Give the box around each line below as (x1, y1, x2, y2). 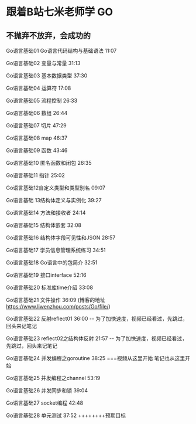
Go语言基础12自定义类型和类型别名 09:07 (6, 184, 106, 191)
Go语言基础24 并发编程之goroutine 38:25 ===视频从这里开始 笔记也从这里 (6, 355, 185, 361)
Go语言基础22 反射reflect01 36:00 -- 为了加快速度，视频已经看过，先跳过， (6, 315, 188, 322)
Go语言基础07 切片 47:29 (6, 122, 67, 129)
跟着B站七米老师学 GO (6, 5, 113, 19)
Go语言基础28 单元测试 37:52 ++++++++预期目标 (6, 412, 126, 419)
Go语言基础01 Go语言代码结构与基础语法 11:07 (6, 48, 117, 54)
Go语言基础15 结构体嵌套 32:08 (6, 222, 82, 229)
